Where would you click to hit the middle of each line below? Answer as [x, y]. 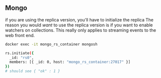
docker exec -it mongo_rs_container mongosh [51, 44]
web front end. [20, 35]
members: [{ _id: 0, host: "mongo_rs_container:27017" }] [70, 62]
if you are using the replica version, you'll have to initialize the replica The [79, 19]
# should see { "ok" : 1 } [33, 71]
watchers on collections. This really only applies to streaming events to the [80, 30]
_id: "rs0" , [22, 58]
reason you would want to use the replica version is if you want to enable [79, 25]
